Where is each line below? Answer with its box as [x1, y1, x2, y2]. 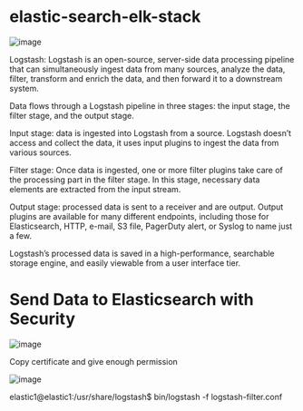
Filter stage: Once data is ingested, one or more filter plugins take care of [9, 164, 283, 175]
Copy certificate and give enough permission [9, 356, 179, 367]
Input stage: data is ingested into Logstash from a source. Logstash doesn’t [9, 127, 292, 138]
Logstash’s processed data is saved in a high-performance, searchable [9, 248, 275, 259]
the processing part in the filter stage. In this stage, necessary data [9, 174, 260, 185]
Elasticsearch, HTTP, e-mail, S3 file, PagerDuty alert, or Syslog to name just [9, 220, 293, 231]
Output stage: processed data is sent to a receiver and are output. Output [9, 201, 284, 212]
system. [9, 83, 39, 93]
